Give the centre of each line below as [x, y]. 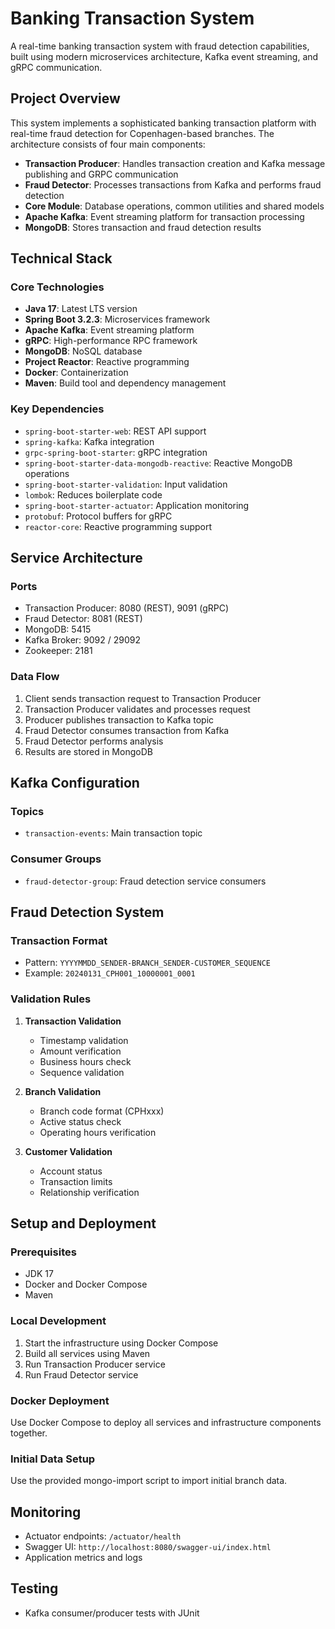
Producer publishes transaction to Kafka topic [119, 719]
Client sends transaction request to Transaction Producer [143, 698]
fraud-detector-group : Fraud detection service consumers [145, 881]
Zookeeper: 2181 [58, 651]
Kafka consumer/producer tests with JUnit [112, 1613]
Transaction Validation [73, 1021]
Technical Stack [61, 258]
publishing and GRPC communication [101, 174]
